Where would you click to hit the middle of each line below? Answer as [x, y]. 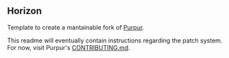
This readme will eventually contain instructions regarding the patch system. [115, 40]
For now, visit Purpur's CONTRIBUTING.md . [69, 47]
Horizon [25, 11]
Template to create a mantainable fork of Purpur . [76, 27]
